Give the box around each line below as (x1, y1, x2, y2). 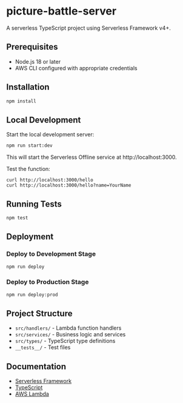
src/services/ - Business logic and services (15, 331, 126, 338)
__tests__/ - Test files (15, 344, 71, 351)
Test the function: (6, 165, 50, 173)
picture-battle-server (6, 4, 117, 18)
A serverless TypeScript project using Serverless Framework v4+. (6, 24, 171, 32)
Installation (6, 82, 50, 92)
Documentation (6, 361, 67, 371)
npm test (6, 215, 28, 221)
